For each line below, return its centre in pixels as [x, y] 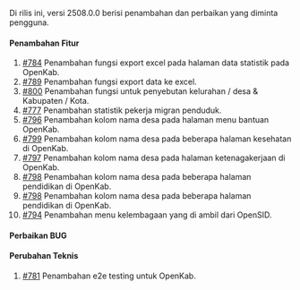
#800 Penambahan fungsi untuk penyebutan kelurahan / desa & [140, 91]
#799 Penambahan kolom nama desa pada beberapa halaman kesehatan [157, 139]
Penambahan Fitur [44, 43]
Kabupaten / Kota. [56, 101]
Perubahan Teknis [44, 256]
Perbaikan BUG [38, 235]
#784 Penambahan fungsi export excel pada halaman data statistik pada [155, 63]
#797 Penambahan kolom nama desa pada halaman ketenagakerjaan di [154, 158]
